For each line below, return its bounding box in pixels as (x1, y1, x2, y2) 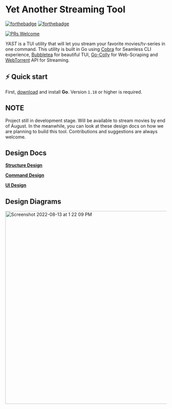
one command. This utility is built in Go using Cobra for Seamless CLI (5, 46, 152, 52)
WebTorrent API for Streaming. (5, 57, 70, 63)
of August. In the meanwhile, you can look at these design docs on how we (5, 122, 164, 129)
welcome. (5, 134, 26, 140)
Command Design (5, 172, 45, 179)
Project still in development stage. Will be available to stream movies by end (5, 117, 165, 123)
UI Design (5, 182, 27, 188)
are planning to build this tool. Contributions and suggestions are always (5, 128, 158, 134)
